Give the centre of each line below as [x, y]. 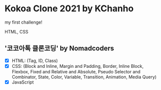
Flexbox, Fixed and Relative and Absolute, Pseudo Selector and [76, 71]
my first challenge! [23, 22]
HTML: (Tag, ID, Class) [35, 60]
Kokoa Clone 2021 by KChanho [69, 9]
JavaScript [23, 82]
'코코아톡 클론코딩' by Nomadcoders [59, 48]
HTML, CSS [17, 31]
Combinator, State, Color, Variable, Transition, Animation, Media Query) [84, 77]
